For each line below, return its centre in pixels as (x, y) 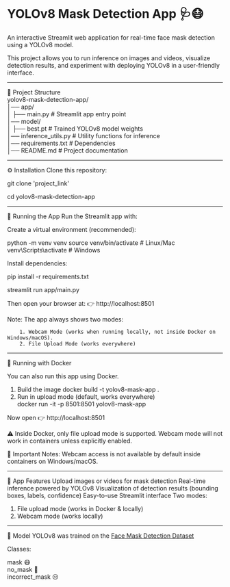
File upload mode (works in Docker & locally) (80, 508)
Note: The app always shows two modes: (65, 319)
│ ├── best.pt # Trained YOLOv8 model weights (75, 129)
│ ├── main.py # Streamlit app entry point (67, 114)
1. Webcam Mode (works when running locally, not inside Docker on (117, 332)
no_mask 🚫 (23, 569)
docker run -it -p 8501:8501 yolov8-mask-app (81, 404)
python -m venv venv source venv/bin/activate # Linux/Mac (91, 243)
